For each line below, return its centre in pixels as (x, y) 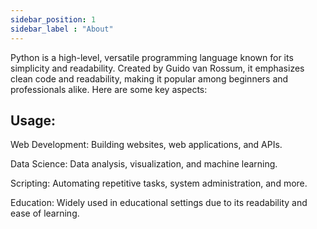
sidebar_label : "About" (62, 29)
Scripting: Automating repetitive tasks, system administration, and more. (159, 183)
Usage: (33, 120)
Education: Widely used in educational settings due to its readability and (159, 203)
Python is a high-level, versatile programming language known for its (152, 57)
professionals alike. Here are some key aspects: (109, 89)
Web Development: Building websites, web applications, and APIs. (146, 145)
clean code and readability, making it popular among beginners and (149, 78)
